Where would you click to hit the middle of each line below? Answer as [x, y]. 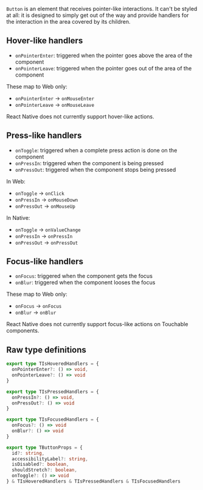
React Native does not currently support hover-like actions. [80, 116]
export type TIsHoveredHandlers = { [53, 364]
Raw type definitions [46, 349]
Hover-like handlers [45, 41]
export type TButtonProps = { [45, 447]
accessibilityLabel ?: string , [50, 459]
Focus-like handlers [45, 261]
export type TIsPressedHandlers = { [53, 392]
